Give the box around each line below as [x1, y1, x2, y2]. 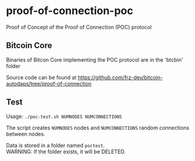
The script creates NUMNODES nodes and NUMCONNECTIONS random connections [6, 124, 190, 131]
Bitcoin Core [6, 41, 53, 51]
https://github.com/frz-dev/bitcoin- [78, 73, 163, 80]
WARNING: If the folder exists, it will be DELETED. [6, 148, 126, 155]
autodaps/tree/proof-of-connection [6, 80, 92, 87]
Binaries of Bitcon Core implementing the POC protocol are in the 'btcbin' [6, 56, 183, 63]
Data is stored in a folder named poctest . [6, 142, 105, 149]
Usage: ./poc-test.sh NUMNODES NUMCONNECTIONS [6, 113, 122, 120]
